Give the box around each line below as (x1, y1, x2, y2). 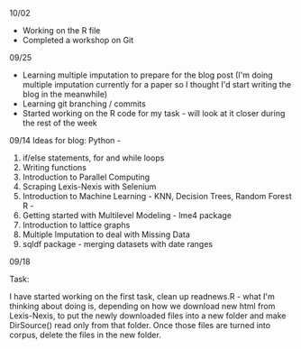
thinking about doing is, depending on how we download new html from (9, 301, 276, 311)
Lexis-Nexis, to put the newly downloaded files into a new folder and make (9, 310, 287, 321)
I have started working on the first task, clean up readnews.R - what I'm (9, 291, 275, 301)
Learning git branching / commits (22, 98, 146, 109)
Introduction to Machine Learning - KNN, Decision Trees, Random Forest (22, 191, 292, 201)
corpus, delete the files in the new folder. (9, 329, 162, 340)
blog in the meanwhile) (22, 89, 108, 99)
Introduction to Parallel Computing (22, 171, 150, 182)
